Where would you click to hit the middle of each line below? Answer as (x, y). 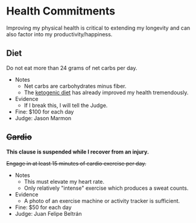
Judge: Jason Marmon (43, 118)
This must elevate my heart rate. (64, 181)
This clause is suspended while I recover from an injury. (78, 152)
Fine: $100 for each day (44, 111)
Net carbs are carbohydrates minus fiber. (75, 86)
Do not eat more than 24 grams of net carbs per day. (72, 68)
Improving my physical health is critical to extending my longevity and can (98, 28)
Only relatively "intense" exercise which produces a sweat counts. (106, 188)
